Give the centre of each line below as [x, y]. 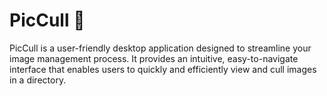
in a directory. [38, 80]
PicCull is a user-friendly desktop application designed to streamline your [160, 48]
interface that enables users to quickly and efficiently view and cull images [163, 69]
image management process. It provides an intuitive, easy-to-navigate [154, 58]
